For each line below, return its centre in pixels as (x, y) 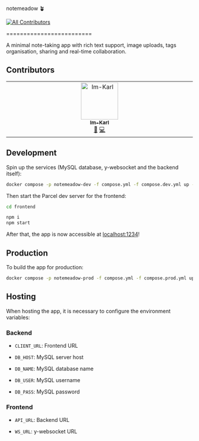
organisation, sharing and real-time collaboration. (66, 51)
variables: (18, 317)
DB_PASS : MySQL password (47, 392)
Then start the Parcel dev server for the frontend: (66, 196)
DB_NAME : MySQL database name (54, 368)
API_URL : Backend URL (42, 420)
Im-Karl (99, 122)
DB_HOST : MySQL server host (49, 357)
